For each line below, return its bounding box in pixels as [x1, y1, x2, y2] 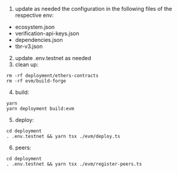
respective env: [15, 12, 54, 19]
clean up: [15, 61, 39, 68]
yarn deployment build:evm [6, 106, 74, 112]
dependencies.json [15, 36, 63, 43]
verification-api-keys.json [15, 30, 80, 37]
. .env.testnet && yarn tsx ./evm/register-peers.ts [6, 161, 142, 167]
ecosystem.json [15, 24, 55, 30]
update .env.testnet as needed [15, 55, 91, 61]
